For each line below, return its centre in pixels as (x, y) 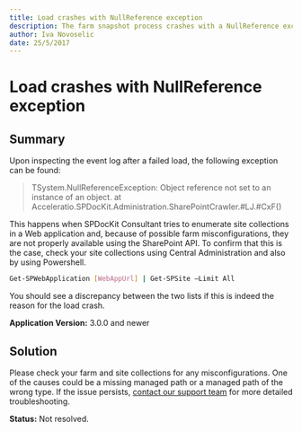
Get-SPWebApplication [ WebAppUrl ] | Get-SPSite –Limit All (122, 279)
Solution (33, 351)
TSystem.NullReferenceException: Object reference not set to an (151, 188)
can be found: (35, 171)
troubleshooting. (40, 401)
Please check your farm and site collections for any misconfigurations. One (148, 373)
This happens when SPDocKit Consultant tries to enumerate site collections (149, 224)
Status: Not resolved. (49, 418)
